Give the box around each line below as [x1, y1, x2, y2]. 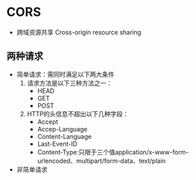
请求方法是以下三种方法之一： [26, 79, 113, 87]
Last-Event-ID [37, 140, 78, 148]
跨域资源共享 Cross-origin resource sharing [16, 28, 142, 36]
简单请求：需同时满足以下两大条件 [16, 70, 115, 79]
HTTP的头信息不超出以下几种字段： [26, 109, 129, 118]
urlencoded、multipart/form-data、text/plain [37, 156, 166, 165]
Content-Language [37, 132, 92, 140]
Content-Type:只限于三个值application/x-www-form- [37, 147, 189, 156]
